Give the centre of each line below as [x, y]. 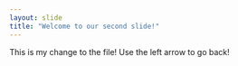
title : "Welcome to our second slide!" [85, 26]
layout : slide [36, 18]
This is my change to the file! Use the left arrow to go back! [120, 52]
